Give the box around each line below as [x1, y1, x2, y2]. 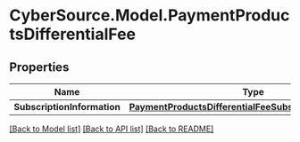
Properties [9, 59, 70, 75]
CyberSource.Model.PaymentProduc [9, 5, 290, 26]
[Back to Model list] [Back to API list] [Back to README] [9, 123, 214, 134]
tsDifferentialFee [9, 24, 137, 44]
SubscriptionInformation [13, 101, 121, 113]
